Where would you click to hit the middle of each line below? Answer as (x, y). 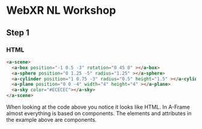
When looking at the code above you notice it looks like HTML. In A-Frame (98, 107)
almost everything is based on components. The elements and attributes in (99, 113)
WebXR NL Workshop (61, 10)
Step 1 (18, 33)
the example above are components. (52, 120)
